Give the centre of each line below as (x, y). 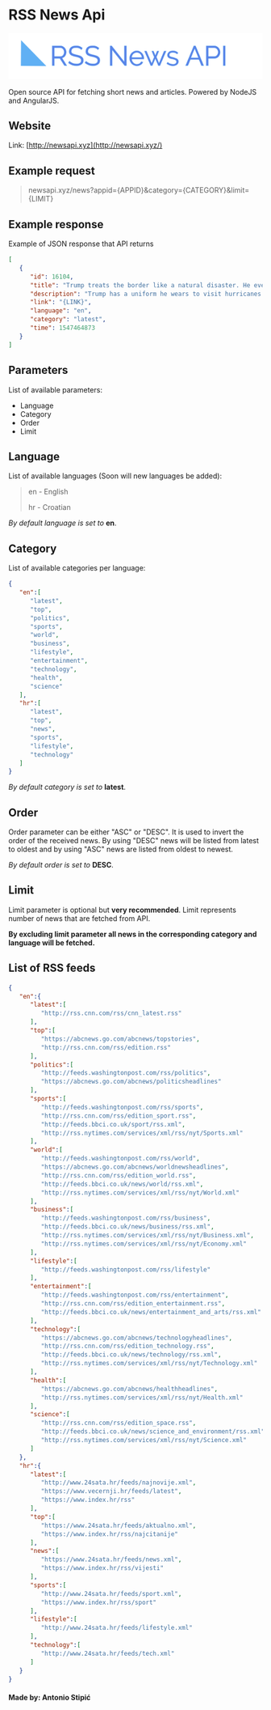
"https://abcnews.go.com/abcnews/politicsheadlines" (131, 1082)
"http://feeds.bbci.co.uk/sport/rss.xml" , (113, 1124)
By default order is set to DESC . (61, 865)
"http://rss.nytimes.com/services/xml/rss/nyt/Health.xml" (142, 1398)
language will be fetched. (52, 942)
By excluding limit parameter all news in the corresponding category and (133, 934)
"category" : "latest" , (68, 320)
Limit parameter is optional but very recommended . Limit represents (122, 910)
